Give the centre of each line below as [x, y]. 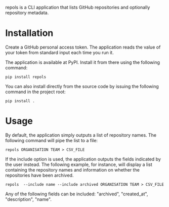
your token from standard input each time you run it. [59, 52]
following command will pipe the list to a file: [51, 140]
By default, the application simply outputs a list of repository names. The [81, 135]
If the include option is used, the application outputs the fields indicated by [83, 159]
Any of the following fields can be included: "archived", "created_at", [77, 194]
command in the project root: [35, 92]
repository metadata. [27, 13]
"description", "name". [29, 199]
